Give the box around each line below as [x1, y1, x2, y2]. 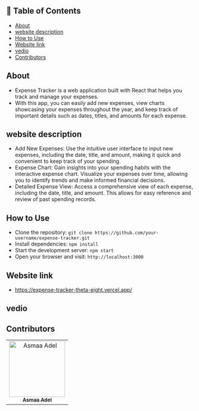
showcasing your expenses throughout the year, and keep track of [14, 106, 178, 113]
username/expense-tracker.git [14, 235, 91, 242]
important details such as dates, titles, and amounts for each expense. [14, 112, 188, 119]
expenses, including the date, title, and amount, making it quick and [14, 152, 181, 159]
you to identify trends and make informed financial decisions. [14, 177, 166, 184]
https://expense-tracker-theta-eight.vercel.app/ [14, 286, 132, 293]
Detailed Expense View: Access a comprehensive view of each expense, [14, 183, 194, 190]
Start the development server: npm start [14, 247, 114, 254]
